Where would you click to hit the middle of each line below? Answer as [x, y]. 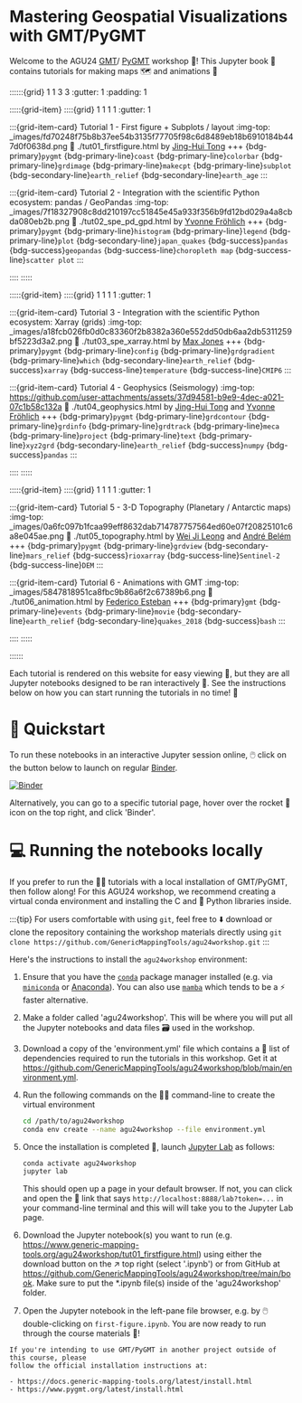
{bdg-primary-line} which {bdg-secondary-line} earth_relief [121, 360]
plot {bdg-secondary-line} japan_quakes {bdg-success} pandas [173, 240]
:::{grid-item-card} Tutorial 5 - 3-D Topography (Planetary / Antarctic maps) [150, 507]
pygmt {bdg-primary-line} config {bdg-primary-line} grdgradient [158, 351]
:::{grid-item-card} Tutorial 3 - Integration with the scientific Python [135, 312]
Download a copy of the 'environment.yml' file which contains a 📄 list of [156, 1048]
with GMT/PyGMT [78, 36]
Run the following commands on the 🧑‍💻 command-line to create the [149, 1095]
